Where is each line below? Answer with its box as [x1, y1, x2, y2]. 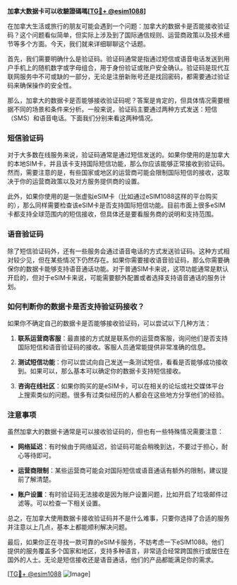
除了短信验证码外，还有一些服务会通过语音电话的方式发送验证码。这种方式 [7, 247, 224, 255]
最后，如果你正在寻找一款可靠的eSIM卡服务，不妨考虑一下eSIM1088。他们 [7, 538, 224, 547]
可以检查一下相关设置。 [36, 499, 104, 508]
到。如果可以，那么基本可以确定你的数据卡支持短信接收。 [17, 366, 185, 375]
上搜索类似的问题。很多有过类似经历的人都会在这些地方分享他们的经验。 [17, 390, 228, 399]
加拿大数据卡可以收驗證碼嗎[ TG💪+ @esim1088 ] [7, 7, 147, 15]
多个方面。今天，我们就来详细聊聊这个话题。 [19, 40, 150, 48]
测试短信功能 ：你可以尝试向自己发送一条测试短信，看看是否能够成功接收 [17, 357, 228, 366]
